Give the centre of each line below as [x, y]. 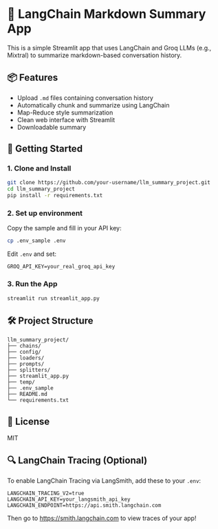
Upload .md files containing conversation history [85, 98]
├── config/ [24, 352]
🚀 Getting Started [45, 149]
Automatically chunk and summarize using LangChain [93, 105]
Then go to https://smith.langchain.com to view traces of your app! [102, 518]
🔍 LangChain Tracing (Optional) [77, 460]
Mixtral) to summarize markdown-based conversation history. [95, 55]
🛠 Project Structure [51, 320]
